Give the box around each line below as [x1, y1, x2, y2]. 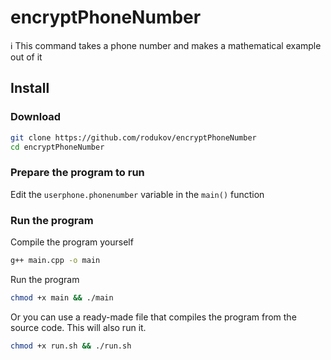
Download [10, 110, 62, 124]
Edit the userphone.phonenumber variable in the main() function [10, 188, 265, 200]
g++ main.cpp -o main [10, 255, 101, 265]
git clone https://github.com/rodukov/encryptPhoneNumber [10, 132, 257, 143]
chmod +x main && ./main [10, 292, 114, 303]
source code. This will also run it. [10, 321, 147, 333]
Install [10, 80, 50, 97]
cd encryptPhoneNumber [10, 142, 105, 152]
